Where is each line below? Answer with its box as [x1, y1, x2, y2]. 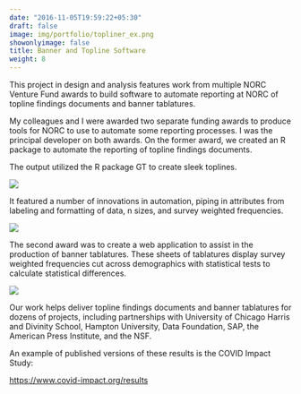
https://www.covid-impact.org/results [9, 375, 149, 385]
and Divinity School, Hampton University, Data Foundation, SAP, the [9, 321, 260, 331]
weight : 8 [9, 55, 47, 64]
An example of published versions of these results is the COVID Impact [9, 348, 271, 358]
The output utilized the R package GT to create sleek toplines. [9, 162, 237, 172]
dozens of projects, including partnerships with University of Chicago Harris [9, 312, 290, 322]
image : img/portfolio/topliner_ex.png [9, 30, 154, 39]
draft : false [9, 21, 58, 30]
